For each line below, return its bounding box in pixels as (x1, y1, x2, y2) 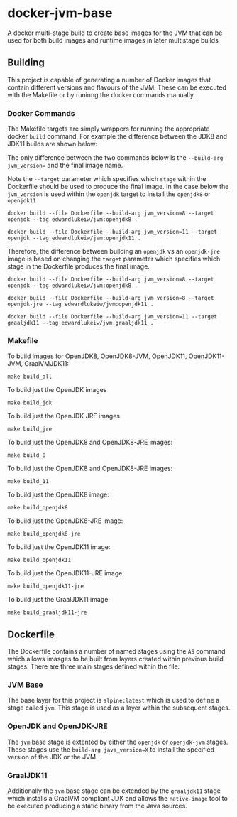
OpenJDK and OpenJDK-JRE (7, 721, 108, 731)
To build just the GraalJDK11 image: (7, 595, 110, 604)
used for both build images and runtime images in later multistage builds (7, 36, 219, 44)
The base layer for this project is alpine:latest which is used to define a (7, 696, 220, 705)
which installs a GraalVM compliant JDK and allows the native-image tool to (7, 794, 228, 803)
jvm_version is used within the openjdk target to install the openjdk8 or (7, 190, 211, 198)
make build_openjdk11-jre (7, 583, 84, 590)
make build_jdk (7, 399, 53, 406)
